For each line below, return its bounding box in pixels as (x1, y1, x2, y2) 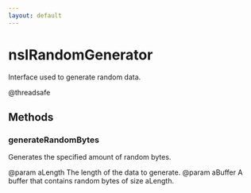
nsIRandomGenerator (8, 45, 153, 64)
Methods (8, 110, 54, 124)
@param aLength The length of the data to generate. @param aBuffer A (8, 168, 243, 177)
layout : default (8, 11, 62, 20)
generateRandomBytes (8, 134, 99, 145)
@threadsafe (8, 87, 51, 97)
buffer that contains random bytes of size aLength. (8, 176, 175, 186)
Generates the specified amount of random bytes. (8, 152, 172, 162)
